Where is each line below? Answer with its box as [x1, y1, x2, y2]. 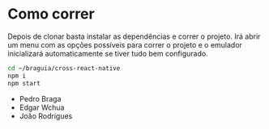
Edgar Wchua [19, 102, 65, 112]
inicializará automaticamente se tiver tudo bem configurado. [7, 48, 208, 58]
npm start [7, 79, 41, 87]
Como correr [7, 5, 95, 23]
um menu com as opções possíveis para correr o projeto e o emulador [7, 40, 242, 49]
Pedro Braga [19, 94, 62, 103]
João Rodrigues [19, 110, 73, 121]
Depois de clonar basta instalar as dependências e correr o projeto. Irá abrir [7, 31, 261, 41]
